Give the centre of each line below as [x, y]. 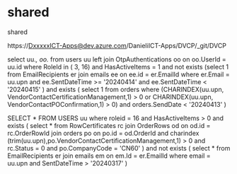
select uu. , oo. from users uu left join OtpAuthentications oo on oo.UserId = [117, 59]
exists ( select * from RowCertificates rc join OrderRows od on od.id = [109, 125]
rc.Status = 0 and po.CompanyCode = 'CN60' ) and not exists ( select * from [119, 148]
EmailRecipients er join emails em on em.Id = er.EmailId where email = [109, 156]
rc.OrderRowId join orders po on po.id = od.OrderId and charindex [103, 133]
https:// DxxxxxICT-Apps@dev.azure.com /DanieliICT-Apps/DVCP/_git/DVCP [117, 45]
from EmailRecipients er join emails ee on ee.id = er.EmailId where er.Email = [118, 74]
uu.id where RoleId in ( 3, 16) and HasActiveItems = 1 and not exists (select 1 [118, 66]
